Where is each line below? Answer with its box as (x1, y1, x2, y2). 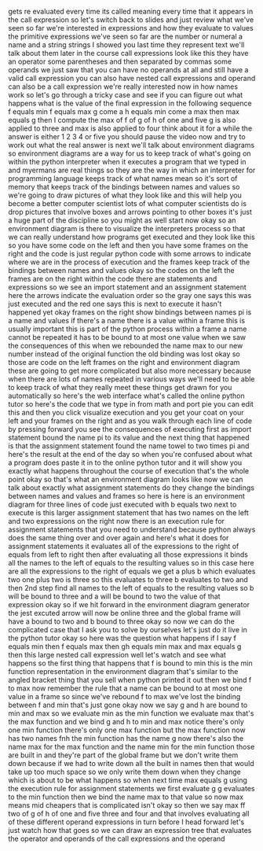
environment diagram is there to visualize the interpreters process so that (8, 224, 246, 233)
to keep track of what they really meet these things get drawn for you (8, 383, 232, 392)
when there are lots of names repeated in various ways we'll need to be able (8, 374, 255, 384)
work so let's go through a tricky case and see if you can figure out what (8, 90, 243, 99)
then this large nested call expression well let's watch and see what (8, 650, 226, 659)
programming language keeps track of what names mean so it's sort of (8, 174, 238, 183)
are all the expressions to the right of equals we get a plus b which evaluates (8, 566, 256, 576)
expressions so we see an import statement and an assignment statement (8, 282, 247, 292)
